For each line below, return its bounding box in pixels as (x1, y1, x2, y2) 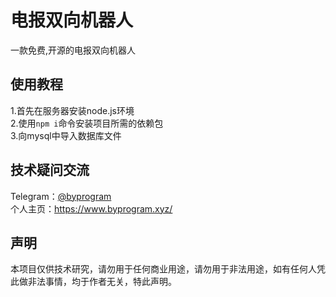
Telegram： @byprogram (10, 190, 112, 202)
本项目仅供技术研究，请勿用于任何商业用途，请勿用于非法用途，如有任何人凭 (10, 263, 326, 275)
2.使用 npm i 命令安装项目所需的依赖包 (10, 117, 164, 129)
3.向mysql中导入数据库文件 (10, 129, 122, 141)
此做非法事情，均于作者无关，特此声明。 (10, 276, 177, 288)
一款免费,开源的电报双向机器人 (10, 44, 137, 56)
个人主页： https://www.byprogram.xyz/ (10, 202, 173, 215)
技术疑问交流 (10, 162, 90, 179)
